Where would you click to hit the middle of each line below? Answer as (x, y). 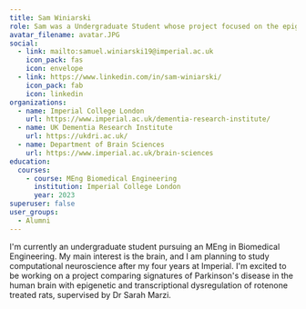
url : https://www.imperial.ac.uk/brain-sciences (120, 153)
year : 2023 (54, 195)
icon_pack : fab (55, 85)
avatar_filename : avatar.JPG (65, 35)
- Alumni (34, 220)
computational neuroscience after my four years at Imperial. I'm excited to (148, 265)
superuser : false (42, 204)
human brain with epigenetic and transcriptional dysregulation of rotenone (149, 285)
